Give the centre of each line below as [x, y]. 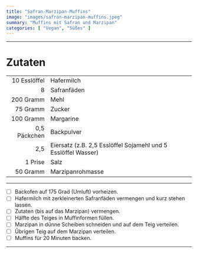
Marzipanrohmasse [77, 172]
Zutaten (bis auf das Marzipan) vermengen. [67, 211]
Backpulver [66, 132]
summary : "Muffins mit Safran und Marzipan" [62, 22]
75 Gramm [30, 109]
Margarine [65, 119]
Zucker [60, 109]
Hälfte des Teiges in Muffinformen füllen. [64, 218]
